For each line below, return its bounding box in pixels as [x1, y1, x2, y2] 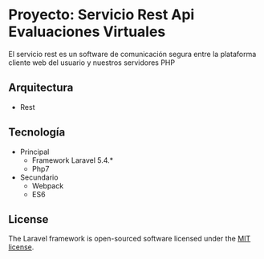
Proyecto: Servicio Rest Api [8, 6, 195, 24]
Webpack [31, 180, 64, 190]
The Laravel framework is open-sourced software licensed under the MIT [8, 234, 251, 244]
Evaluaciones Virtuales [8, 22, 166, 41]
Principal [19, 147, 50, 156]
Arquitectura [8, 81, 74, 95]
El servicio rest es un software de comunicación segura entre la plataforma [8, 49, 257, 59]
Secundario [19, 172, 59, 182]
